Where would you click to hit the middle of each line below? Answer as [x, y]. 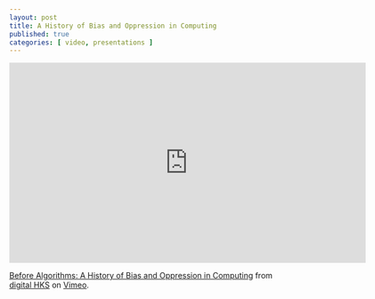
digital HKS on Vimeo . [49, 285]
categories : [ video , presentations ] [81, 42]
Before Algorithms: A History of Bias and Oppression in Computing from [141, 276]
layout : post [33, 17]
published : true [39, 34]
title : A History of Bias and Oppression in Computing [113, 26]
